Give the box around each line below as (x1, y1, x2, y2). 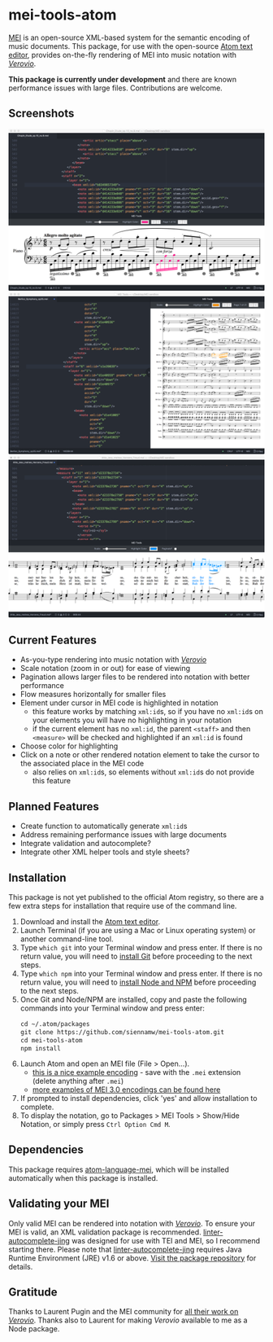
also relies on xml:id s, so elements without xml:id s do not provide (32, 767, 254, 777)
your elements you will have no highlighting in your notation (32, 715, 232, 726)
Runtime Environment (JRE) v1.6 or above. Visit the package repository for (8, 1252, 257, 1263)
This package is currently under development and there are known (8, 74, 237, 84)
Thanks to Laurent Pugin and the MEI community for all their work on (8, 1307, 239, 1317)
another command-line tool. (19, 934, 114, 944)
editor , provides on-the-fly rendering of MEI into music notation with (8, 50, 237, 59)
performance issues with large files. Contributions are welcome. (8, 83, 223, 93)
